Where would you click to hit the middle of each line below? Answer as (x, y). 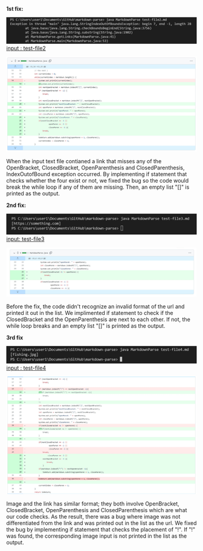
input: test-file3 (25, 239)
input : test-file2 (26, 49)
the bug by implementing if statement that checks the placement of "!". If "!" (101, 530)
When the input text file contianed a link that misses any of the (84, 161)
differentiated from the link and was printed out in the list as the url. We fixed (101, 523)
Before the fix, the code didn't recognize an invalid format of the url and (95, 306)
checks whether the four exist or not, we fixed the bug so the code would (98, 180)
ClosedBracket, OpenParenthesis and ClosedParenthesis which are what (97, 510)
